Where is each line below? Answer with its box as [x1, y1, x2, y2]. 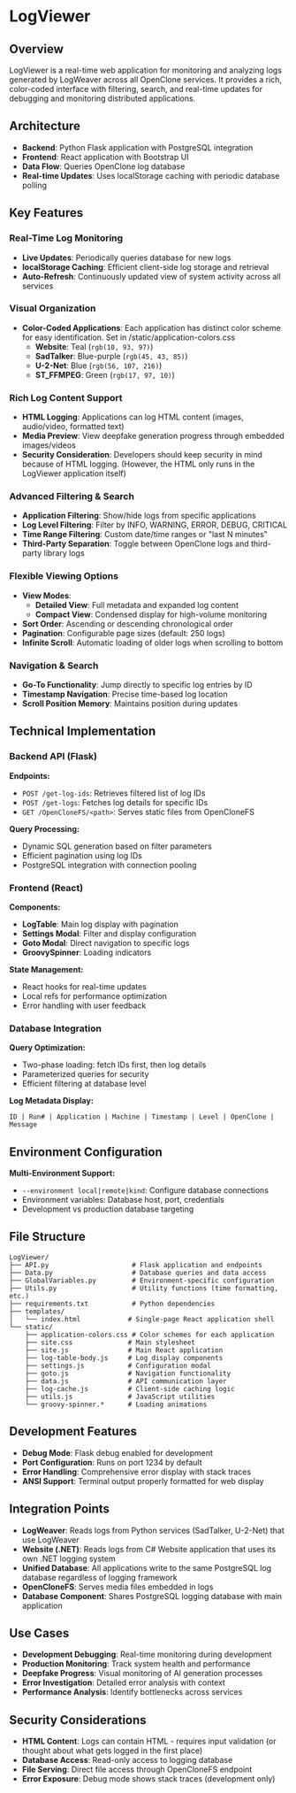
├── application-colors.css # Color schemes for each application [25, 1330, 275, 1339]
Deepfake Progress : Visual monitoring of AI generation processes [21, 1668, 263, 1679]
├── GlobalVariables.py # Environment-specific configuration [9, 1276, 275, 1285]
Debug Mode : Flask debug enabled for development [21, 1447, 214, 1458]
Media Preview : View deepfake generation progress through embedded [21, 431, 285, 442]
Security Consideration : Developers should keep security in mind [21, 450, 262, 460]
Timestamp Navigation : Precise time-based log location [21, 689, 228, 699]
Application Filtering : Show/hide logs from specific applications [21, 511, 256, 521]
